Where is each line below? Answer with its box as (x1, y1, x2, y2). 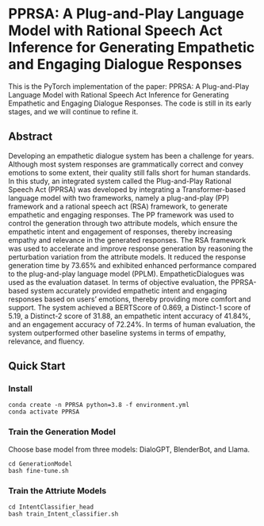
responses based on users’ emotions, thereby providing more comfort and (8, 294, 251, 304)
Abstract (8, 130, 53, 144)
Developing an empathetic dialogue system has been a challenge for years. (8, 151, 254, 160)
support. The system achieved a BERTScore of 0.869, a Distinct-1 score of (8, 302, 251, 312)
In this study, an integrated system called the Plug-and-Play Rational (8, 176, 231, 186)
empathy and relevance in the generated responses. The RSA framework (8, 235, 247, 244)
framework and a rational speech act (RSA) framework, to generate (8, 202, 228, 211)
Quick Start (8, 359, 66, 373)
